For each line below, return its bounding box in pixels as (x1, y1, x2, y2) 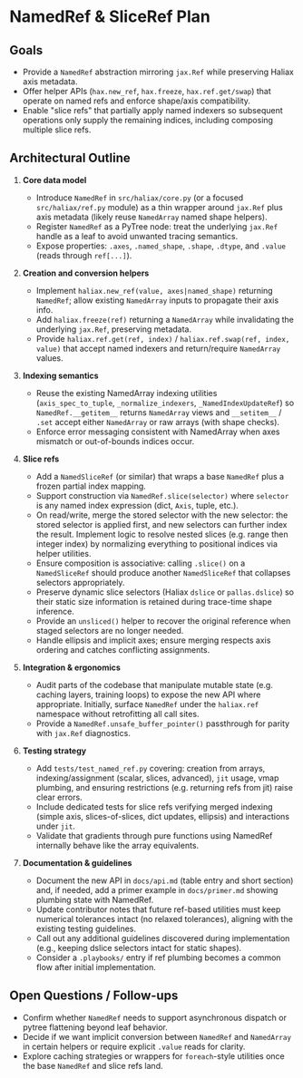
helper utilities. (35, 548, 92, 558)
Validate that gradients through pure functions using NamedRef (35, 830, 273, 840)
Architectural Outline (9, 151, 132, 166)
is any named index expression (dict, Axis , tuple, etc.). (35, 500, 239, 510)
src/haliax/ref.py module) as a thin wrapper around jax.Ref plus (35, 201, 283, 212)
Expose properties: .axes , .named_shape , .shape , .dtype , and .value (35, 240, 286, 251)
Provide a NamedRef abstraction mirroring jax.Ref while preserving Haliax (22, 66, 295, 77)
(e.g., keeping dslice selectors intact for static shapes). (35, 942, 242, 953)
